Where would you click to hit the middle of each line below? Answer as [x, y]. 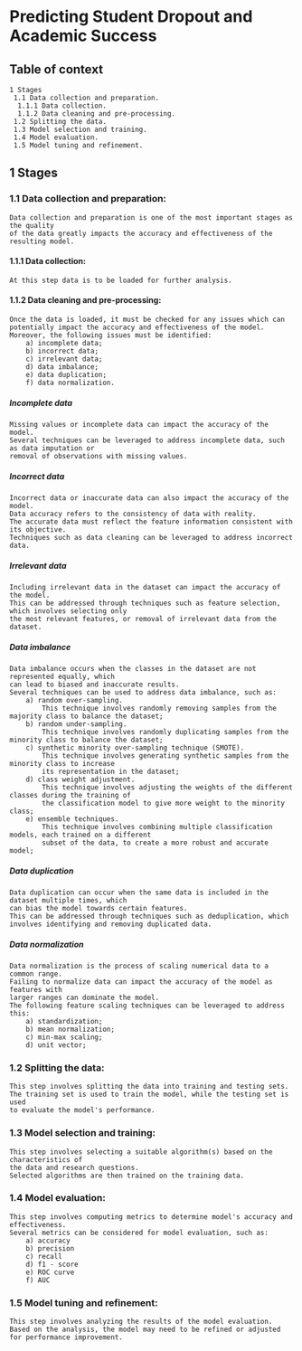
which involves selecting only [68, 611]
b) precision [50, 1248]
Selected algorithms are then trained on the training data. [127, 1176]
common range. [36, 974]
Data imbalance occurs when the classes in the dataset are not [133, 668]
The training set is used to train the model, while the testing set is [149, 1095]
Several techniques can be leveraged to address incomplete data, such [147, 440]
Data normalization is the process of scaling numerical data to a [139, 966]
